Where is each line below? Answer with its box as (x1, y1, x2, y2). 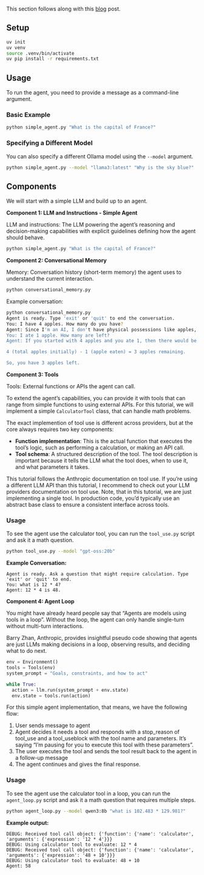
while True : (6, 681, 36, 687)
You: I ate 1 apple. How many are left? (6, 332, 110, 339)
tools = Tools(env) (6, 665, 56, 671)
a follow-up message (15, 754, 69, 762)
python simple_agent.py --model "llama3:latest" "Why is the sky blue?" (6, 164, 194, 170)
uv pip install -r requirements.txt (6, 56, 99, 62)
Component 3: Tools (6, 371, 59, 378)
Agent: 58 (6, 863, 32, 869)
